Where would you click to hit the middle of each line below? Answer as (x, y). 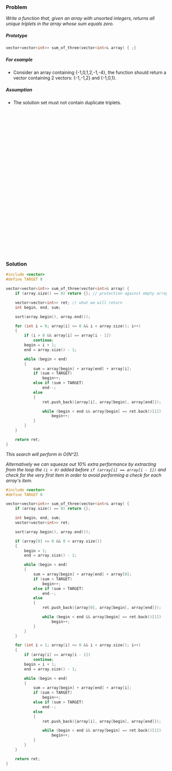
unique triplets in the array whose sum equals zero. (60, 24)
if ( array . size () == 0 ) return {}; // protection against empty (85, 293)
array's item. (19, 480)
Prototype (17, 35)
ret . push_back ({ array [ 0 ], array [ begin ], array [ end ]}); (102, 608)
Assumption (19, 90)
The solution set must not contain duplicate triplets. (67, 103)
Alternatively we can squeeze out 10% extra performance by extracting (81, 464)
